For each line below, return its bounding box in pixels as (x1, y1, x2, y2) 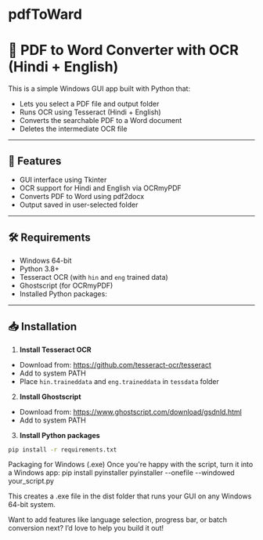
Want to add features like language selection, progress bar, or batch (8, 515, 228, 524)
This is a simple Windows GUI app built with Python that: (8, 84, 190, 93)
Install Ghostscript (19, 392, 81, 401)
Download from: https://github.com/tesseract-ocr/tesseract (19, 360, 211, 369)
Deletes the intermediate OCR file (19, 124, 128, 134)
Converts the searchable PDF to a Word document (19, 116, 182, 125)
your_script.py (8, 477, 55, 486)
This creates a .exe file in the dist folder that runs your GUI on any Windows (8, 491, 252, 501)
